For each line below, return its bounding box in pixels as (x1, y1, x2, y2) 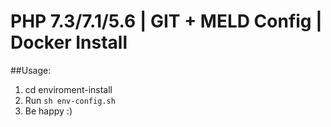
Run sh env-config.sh (24, 94, 116, 106)
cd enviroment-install (24, 83, 113, 95)
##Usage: (10, 64, 52, 76)
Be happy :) (24, 105, 73, 117)
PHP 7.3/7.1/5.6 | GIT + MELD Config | (10, 10, 323, 33)
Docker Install (10, 31, 128, 54)
